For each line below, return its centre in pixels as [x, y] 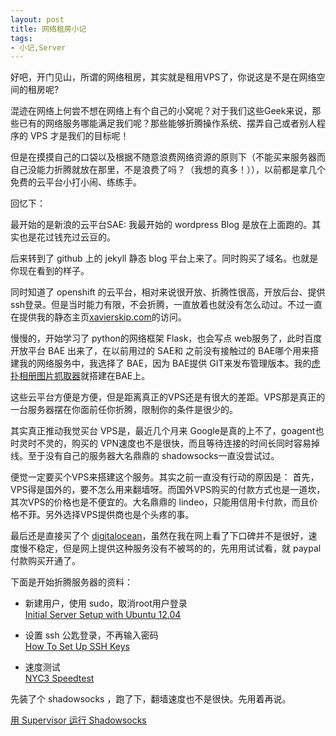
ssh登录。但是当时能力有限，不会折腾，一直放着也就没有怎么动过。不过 [158, 305]
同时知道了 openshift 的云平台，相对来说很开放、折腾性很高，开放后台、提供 [168, 292]
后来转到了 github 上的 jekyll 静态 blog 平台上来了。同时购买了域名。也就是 [164, 258]
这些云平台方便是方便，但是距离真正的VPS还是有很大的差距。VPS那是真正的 [168, 397]
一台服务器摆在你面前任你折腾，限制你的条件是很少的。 [124, 410]
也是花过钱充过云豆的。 [67, 237]
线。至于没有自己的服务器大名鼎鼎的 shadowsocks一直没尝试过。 [145, 456]
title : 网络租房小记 [48, 29]
